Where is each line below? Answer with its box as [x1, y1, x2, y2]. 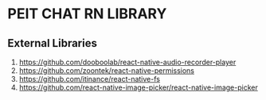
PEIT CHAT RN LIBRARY [7, 5, 167, 23]
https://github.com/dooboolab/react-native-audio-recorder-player [18, 57, 237, 67]
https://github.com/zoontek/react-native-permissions [18, 66, 195, 75]
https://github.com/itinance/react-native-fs [18, 75, 161, 83]
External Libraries [7, 37, 97, 50]
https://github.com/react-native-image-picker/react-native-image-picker [18, 83, 258, 92]
